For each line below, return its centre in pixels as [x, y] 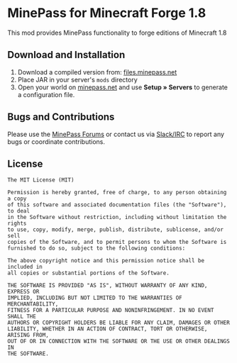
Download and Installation [66, 55]
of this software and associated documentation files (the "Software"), [117, 205]
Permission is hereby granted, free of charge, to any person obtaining [117, 193]
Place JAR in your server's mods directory [78, 79]
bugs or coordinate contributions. [56, 141]
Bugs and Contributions [61, 117]
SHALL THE [22, 317]
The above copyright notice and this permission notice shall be [106, 261]
